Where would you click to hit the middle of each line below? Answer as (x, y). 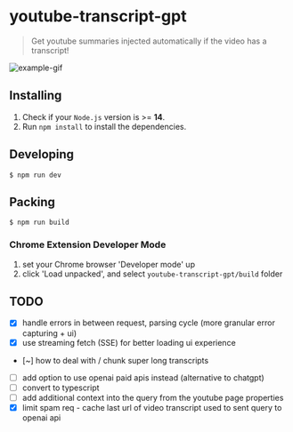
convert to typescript (61, 388)
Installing (36, 96)
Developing (41, 154)
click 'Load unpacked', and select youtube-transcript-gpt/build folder (152, 274)
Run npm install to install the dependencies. (104, 126)
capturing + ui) (49, 333)
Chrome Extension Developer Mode (88, 244)
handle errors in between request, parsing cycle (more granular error (149, 323)
